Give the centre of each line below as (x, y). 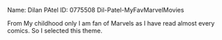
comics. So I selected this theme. (55, 31)
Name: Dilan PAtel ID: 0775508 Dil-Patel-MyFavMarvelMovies (96, 10)
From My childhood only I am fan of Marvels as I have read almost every (111, 23)
